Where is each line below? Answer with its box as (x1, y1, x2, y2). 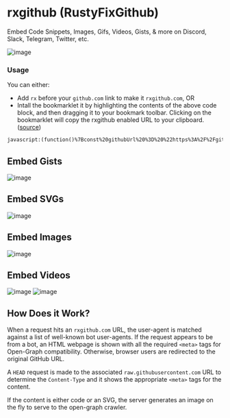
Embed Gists (7, 156, 63, 167)
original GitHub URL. (7, 355, 65, 363)
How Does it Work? (7, 307, 90, 319)
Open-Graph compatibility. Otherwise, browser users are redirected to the (7, 347, 216, 356)
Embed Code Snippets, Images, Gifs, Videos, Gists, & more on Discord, (7, 27, 207, 36)
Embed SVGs (7, 193, 64, 205)
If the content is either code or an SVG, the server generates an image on (7, 396, 214, 404)
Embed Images (7, 232, 72, 243)
